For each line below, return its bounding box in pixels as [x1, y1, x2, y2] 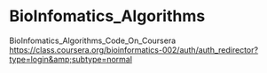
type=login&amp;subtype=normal [9, 54, 133, 64]
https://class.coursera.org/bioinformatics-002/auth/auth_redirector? [9, 44, 259, 55]
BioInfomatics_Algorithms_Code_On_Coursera [9, 35, 177, 46]
